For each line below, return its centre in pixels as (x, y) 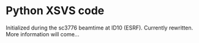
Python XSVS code (55, 11)
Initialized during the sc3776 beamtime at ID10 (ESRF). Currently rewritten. (99, 28)
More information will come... (43, 34)
